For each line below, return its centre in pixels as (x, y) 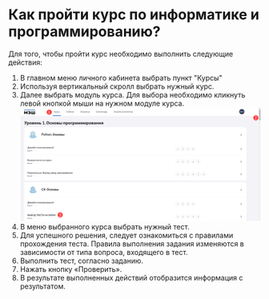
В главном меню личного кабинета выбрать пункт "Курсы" (121, 78)
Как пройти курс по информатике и (134, 15)
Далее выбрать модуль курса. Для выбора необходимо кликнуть (132, 94)
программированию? (84, 32)
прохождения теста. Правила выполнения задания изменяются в (132, 244)
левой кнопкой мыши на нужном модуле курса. (102, 103)
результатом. (42, 286)
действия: (25, 62)
